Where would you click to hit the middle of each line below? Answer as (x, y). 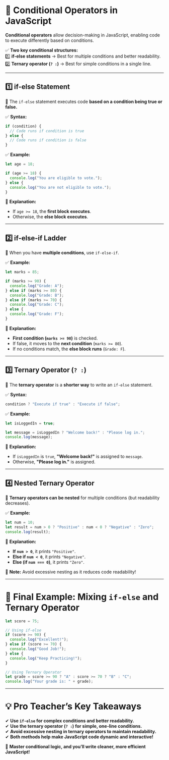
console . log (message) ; (29, 437)
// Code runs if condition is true (47, 131)
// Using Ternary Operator (33, 672)
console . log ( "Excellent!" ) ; (39, 640)
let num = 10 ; (20, 523)
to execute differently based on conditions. (50, 40)
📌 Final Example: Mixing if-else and (82, 597)
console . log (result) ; (28, 532)
